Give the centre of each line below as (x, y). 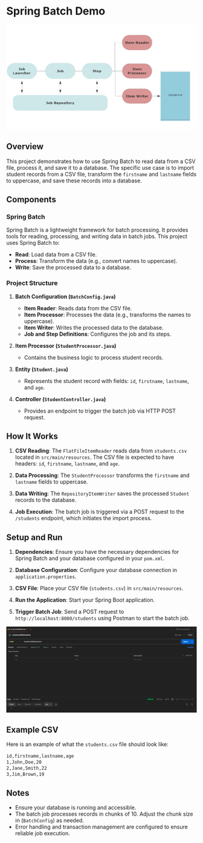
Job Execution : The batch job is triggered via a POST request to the (99, 512)
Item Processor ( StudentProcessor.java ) (66, 345)
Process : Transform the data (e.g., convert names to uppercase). (96, 261)
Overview (25, 147)
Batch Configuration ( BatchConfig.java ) (65, 296)
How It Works (32, 437)
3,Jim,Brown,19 (25, 775)
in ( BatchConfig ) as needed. (50, 821)
